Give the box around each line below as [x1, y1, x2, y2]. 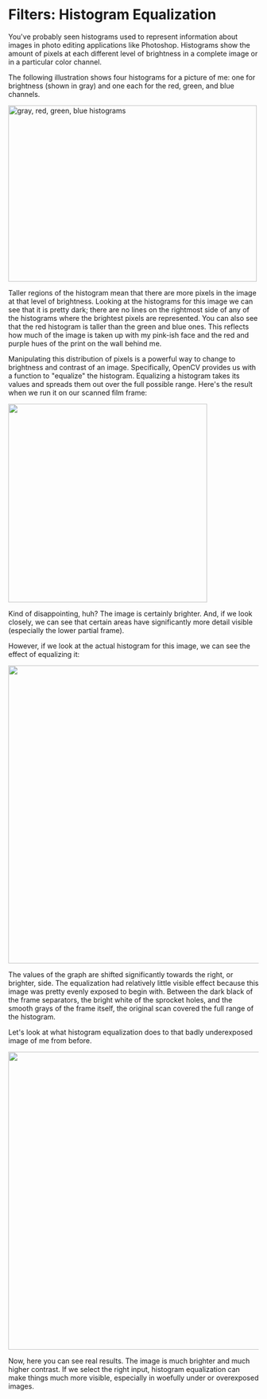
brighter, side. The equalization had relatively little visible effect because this [8, 978, 259, 987]
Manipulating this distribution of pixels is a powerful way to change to [8, 354, 236, 363]
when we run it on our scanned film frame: [8, 388, 148, 397]
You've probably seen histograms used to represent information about [8, 32, 238, 41]
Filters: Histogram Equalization [8, 6, 217, 24]
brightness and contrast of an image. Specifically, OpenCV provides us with [8, 362, 257, 372]
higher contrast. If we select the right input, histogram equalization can [8, 1364, 241, 1374]
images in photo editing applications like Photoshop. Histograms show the [8, 40, 250, 49]
